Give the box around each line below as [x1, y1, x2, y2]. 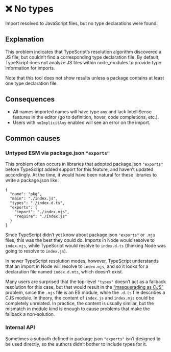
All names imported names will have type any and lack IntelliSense [12, 108, 152, 115]
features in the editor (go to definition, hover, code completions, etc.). [12, 114, 159, 120]
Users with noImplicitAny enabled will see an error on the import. [12, 119, 151, 125]
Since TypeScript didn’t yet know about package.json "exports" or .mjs [5, 232, 156, 238]
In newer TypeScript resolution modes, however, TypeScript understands [5, 258, 159, 264]
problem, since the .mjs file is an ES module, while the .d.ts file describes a [5, 289, 165, 296]
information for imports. [5, 65, 55, 71]
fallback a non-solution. [5, 311, 55, 317]
